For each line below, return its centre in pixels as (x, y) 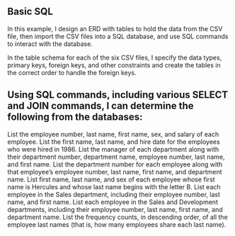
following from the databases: (75, 117)
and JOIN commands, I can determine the (101, 106)
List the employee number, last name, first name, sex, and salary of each (113, 134)
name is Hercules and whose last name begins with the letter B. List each (114, 186)
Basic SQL (30, 12)
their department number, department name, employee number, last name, (116, 157)
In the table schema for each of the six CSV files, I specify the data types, (115, 57)
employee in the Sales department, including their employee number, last (114, 194)
